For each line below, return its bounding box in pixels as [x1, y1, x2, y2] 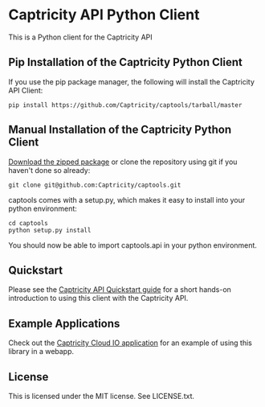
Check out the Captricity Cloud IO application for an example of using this [8, 338, 253, 347]
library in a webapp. [8, 347, 75, 356]
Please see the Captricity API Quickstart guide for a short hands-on [8, 285, 231, 294]
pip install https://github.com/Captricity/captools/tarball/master [8, 101, 243, 109]
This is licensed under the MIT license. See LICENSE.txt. [8, 392, 195, 401]
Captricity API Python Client [8, 6, 200, 24]
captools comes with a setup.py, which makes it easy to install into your [8, 195, 246, 204]
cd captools [8, 219, 48, 227]
